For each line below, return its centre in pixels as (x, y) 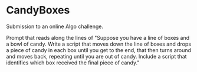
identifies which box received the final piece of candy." (73, 63)
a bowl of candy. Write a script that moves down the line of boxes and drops (99, 44)
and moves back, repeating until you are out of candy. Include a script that (96, 56)
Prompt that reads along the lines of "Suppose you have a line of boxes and (98, 37)
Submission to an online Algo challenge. (55, 26)
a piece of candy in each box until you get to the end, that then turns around (99, 50)
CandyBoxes (38, 10)
